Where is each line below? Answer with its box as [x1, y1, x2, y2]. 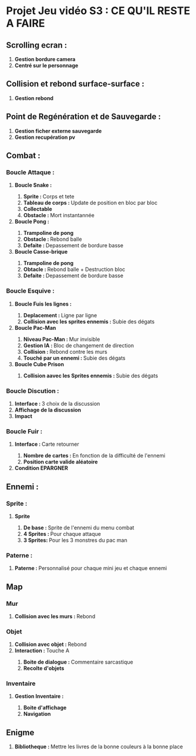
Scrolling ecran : [6, 40, 67, 50]
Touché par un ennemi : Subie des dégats [23, 354, 126, 362]
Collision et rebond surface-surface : [6, 79, 145, 89]
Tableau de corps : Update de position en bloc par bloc [23, 199, 158, 207]
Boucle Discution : [6, 387, 59, 395]
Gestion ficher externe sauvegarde [14, 127, 102, 134]
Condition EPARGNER [14, 465, 69, 472]
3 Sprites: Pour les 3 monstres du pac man [23, 536, 128, 543]
